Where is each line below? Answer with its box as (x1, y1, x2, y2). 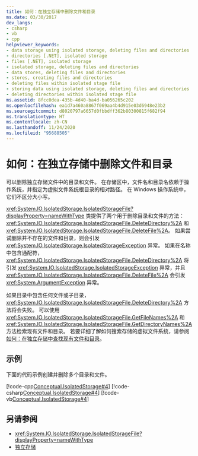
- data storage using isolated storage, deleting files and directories (6, 47, 190, 53)
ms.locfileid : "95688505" (6, 130, 70, 137)
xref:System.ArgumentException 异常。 (6, 278, 103, 286)
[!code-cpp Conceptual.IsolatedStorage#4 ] (6, 382, 111, 389)
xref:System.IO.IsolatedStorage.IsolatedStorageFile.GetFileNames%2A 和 (6, 313, 185, 321)
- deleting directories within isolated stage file (6, 91, 136, 97)
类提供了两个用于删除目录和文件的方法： (85, 212, 185, 219)
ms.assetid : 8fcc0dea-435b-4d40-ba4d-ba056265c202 (6, 97, 134, 103)
